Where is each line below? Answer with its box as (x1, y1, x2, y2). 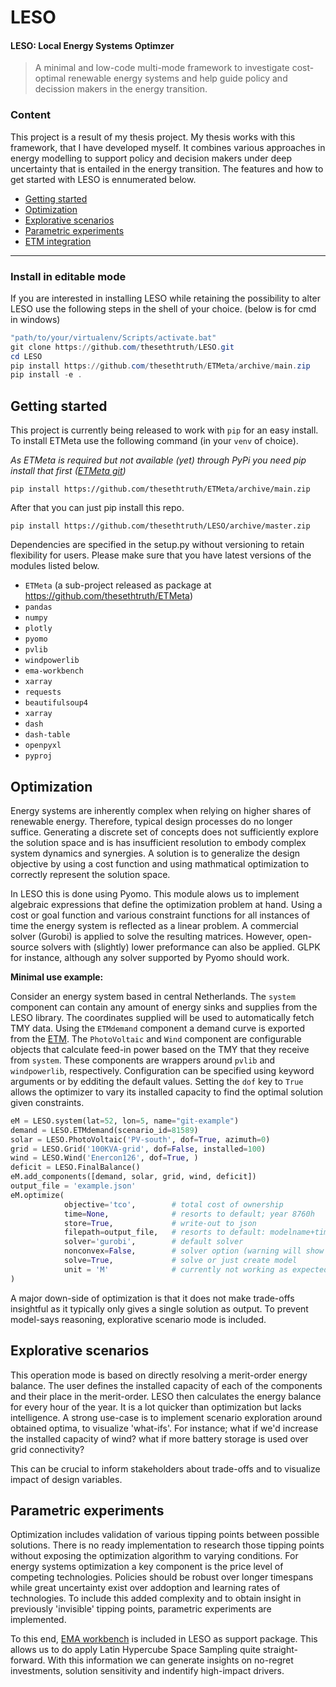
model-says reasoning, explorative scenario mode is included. (10, 1313, 267, 1325)
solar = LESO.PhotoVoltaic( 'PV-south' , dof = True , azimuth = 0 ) (10, 1134, 271, 1145)
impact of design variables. (10, 1473, 123, 1485)
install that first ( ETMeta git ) (10, 465, 127, 477)
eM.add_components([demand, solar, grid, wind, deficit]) (10, 1172, 257, 1182)
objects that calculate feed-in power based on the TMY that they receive (10, 1043, 310, 1055)
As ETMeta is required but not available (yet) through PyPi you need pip (10, 454, 307, 466)
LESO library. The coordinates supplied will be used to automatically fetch (10, 1011, 315, 1023)
